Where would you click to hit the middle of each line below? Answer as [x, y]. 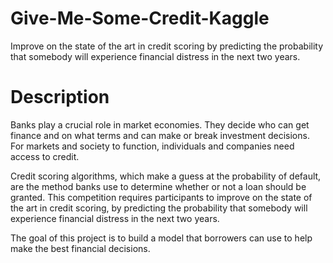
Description [60, 97]
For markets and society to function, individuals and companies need [152, 146]
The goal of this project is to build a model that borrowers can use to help [161, 238]
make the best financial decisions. [80, 248]
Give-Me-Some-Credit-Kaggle [140, 18]
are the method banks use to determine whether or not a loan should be [158, 186]
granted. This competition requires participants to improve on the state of [161, 197]
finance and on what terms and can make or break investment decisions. [160, 135]
